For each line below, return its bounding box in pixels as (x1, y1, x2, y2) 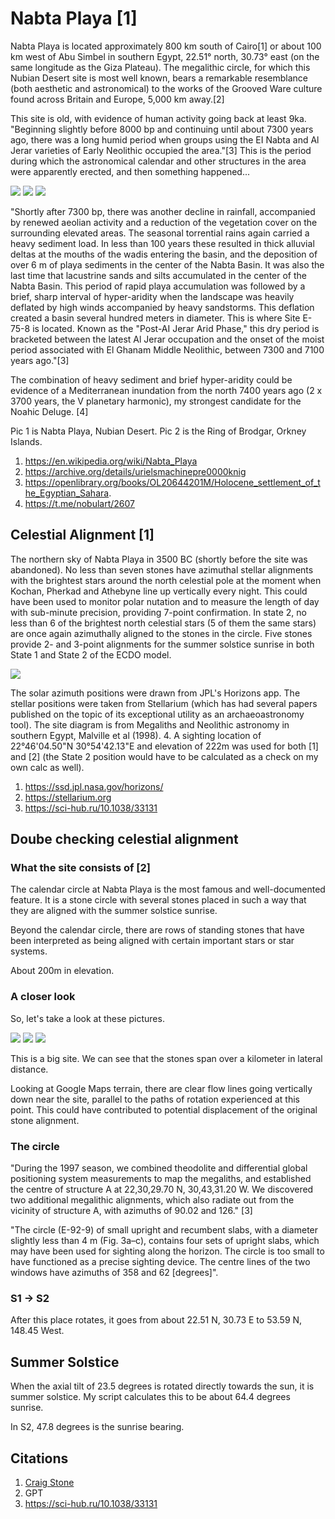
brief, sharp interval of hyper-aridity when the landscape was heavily (10, 290, 295, 302)
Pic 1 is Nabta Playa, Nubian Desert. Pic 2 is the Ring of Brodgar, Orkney (10, 425, 307, 437)
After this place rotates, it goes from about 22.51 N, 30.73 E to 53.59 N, (10, 1314, 303, 1326)
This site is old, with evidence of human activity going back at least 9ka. (10, 112, 307, 124)
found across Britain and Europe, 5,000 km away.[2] (10, 93, 225, 105)
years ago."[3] (10, 354, 70, 366)
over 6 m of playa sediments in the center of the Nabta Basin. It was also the (10, 258, 325, 271)
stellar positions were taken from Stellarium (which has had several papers (10, 697, 318, 709)
